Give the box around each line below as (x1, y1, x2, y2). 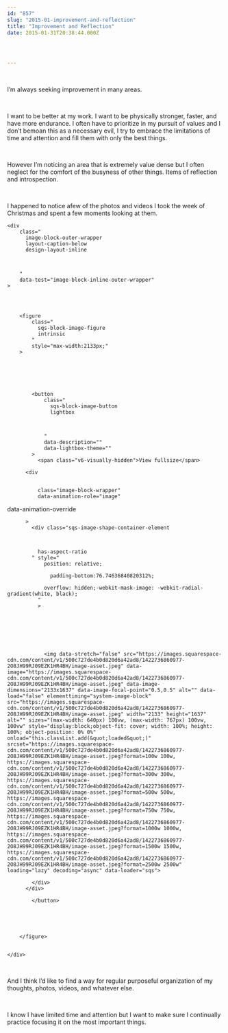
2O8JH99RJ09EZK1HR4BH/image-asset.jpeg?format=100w (7, 753, 157, 760)
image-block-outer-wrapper (25, 234, 103, 241)
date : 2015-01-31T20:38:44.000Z (7, 29, 99, 36)
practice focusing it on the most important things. (7, 1018, 147, 1026)
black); (55, 590, 78, 598)
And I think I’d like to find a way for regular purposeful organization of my (7, 977, 214, 985)
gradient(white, (7, 590, 53, 598)
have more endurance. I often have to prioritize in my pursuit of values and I (7, 120, 221, 128)
